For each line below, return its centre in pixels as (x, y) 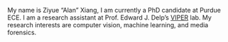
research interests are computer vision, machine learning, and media (108, 25)
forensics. (22, 32)
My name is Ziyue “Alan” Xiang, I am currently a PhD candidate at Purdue (114, 10)
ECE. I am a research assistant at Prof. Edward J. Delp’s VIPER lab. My (109, 17)
